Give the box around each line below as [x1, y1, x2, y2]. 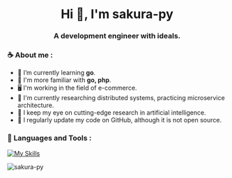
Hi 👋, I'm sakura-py [60, 6, 174, 22]
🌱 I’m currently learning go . [17, 69, 96, 77]
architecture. [17, 101, 54, 110]
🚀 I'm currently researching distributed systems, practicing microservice [17, 94, 225, 102]
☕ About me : [7, 50, 54, 60]
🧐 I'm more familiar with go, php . [17, 76, 111, 84]
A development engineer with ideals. [53, 31, 181, 41]
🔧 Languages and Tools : [7, 133, 92, 143]
